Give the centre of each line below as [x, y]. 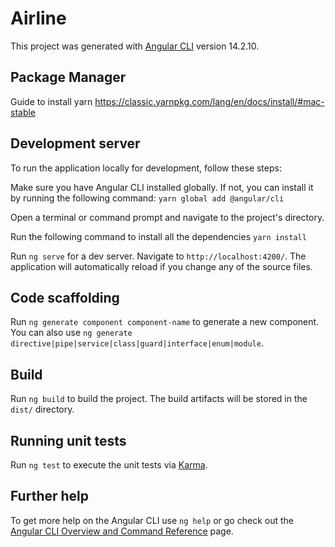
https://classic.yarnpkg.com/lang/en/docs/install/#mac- [209, 101]
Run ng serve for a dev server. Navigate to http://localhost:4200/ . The [158, 256]
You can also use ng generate [71, 333]
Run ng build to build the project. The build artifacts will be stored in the [159, 399]
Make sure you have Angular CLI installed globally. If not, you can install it [162, 187]
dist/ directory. [42, 409]
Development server [75, 143]
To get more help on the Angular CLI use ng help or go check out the [152, 520]
